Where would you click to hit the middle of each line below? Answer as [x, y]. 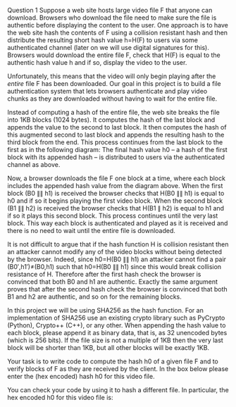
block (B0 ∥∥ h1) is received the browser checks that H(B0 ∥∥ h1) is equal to [116, 193]
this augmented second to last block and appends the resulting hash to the [116, 134]
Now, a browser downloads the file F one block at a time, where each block [116, 178]
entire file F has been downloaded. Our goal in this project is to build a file [114, 83]
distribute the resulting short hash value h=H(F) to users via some [103, 40]
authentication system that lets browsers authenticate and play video [107, 91]
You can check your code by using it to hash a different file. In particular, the [118, 390]
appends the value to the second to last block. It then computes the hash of [117, 127]
